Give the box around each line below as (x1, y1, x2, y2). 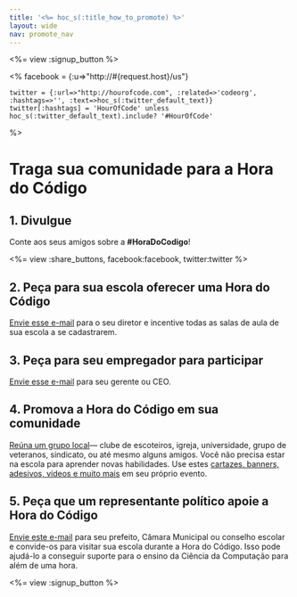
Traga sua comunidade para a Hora (9, 159, 274, 179)
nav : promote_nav (9, 29, 74, 38)
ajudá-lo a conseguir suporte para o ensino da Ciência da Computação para (9, 550, 289, 561)
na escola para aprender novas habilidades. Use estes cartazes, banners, (9, 458, 279, 469)
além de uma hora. (9, 560, 78, 570)
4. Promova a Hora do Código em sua (9, 402, 219, 417)
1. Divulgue (9, 213, 72, 228)
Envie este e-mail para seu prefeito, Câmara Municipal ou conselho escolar (9, 531, 285, 542)
